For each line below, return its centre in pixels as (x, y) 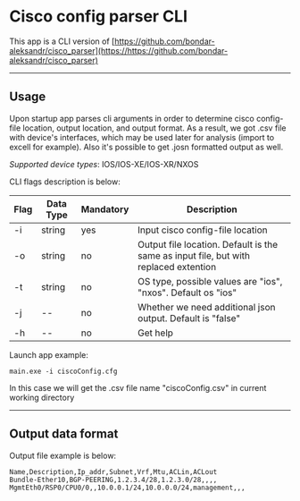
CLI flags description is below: (65, 182)
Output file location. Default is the (208, 244)
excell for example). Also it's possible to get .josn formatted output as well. (146, 147)
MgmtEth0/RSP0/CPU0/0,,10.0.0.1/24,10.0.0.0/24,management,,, (127, 488)
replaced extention (177, 267)
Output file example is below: (63, 455)
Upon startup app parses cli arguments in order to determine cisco (132, 118)
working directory (42, 397)
